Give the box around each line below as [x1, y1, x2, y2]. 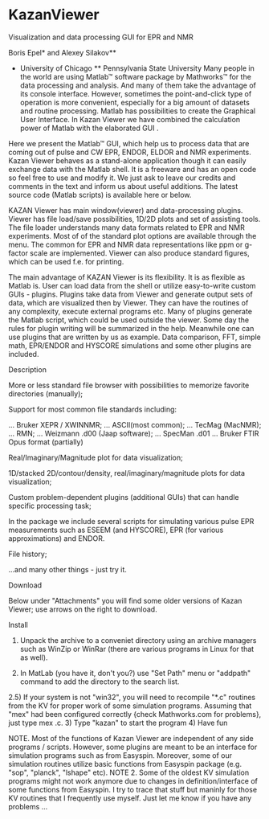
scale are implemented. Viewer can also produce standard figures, [29, 248, 251, 258]
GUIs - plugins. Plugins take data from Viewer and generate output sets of [8, 289, 253, 299]
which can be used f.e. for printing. [8, 256, 124, 266]
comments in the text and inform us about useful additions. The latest [8, 181, 238, 190]
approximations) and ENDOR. [8, 533, 105, 543]
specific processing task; [8, 501, 92, 510]
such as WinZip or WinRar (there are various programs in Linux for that [19, 644, 255, 653]
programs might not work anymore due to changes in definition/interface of [8, 776, 259, 785]
